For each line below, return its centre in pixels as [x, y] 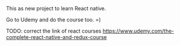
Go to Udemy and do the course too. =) [54, 20]
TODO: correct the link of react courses [54, 31]
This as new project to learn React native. [56, 8]
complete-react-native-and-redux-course [57, 37]
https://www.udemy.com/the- [138, 31]
